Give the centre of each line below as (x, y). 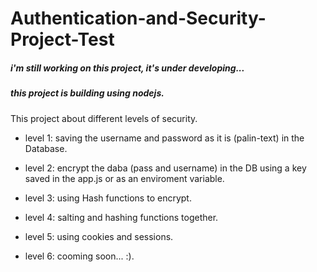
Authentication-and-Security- (138, 18)
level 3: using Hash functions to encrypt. (108, 198)
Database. (46, 148)
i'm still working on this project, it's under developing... (127, 68)
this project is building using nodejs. (87, 93)
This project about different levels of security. (104, 118)
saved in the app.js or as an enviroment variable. (124, 178)
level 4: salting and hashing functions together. (121, 217)
